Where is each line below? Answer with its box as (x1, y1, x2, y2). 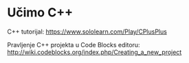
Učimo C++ (7, 5, 74, 21)
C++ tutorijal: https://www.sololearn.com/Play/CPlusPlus (7, 27, 167, 36)
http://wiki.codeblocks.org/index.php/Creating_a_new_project (7, 48, 182, 56)
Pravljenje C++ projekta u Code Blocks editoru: (7, 40, 140, 49)
